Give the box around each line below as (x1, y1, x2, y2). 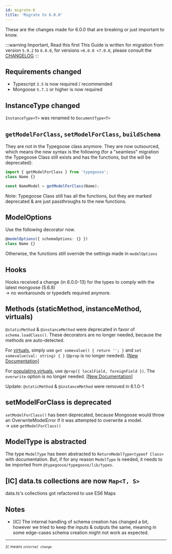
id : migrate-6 (5, 7, 36, 13)
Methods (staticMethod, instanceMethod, (5, 305, 142, 313)
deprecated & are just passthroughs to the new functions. (5, 198, 127, 204)
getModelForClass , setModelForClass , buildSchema (5, 130, 161, 138)
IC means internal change (5, 544, 52, 549)
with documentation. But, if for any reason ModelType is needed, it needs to (5, 456, 163, 462)
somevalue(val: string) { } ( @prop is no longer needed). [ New (5, 352, 138, 358)
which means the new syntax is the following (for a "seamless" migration (5, 148, 159, 155)
